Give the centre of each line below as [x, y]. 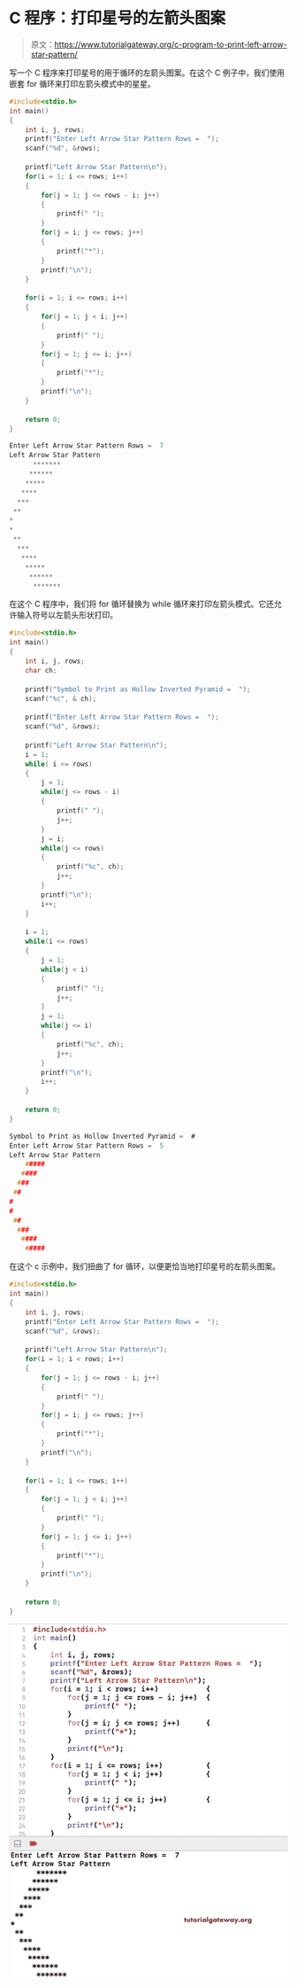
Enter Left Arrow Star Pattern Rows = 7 [87, 446]
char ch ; [41, 670]
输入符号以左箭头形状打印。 [67, 615]
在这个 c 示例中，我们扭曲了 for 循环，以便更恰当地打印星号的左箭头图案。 [145, 1266]
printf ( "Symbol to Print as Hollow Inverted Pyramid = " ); [138, 689]
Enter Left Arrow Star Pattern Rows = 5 [87, 1145]
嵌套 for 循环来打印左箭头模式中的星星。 [83, 83]
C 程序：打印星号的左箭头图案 [118, 18]
